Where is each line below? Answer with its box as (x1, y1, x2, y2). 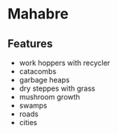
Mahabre (7, 5, 69, 23)
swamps (18, 101, 47, 110)
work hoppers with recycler (18, 58, 111, 67)
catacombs (18, 67, 57, 76)
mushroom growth (18, 92, 81, 101)
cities (18, 118, 38, 127)
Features (7, 37, 53, 51)
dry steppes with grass (18, 83, 96, 93)
